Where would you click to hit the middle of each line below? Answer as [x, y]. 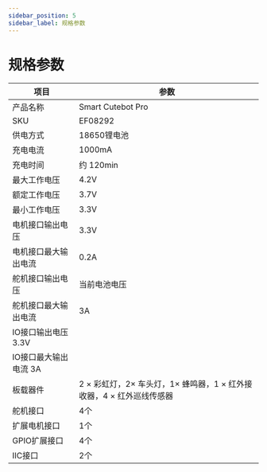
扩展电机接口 [37, 426]
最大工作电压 [37, 180]
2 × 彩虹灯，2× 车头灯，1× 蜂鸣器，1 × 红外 [162, 384]
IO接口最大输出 [41, 357]
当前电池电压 [103, 285]
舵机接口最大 [37, 306]
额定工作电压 [37, 195]
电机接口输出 [37, 225]
